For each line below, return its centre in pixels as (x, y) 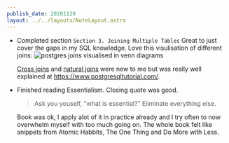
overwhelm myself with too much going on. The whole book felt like (114, 124)
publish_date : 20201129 (41, 14)
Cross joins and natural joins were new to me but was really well (109, 69)
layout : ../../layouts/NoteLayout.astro (67, 20)
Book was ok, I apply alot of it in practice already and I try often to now (119, 117)
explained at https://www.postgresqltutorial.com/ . (88, 76)
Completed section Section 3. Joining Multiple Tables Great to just (117, 40)
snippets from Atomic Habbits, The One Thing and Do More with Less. (118, 132)
